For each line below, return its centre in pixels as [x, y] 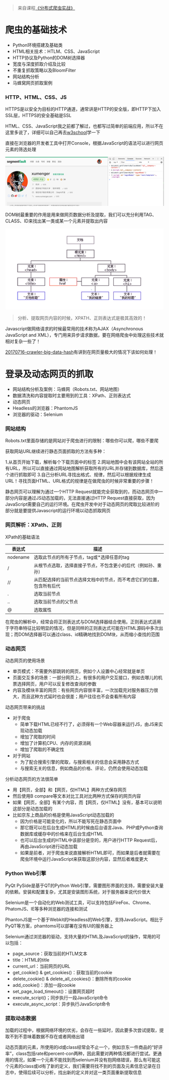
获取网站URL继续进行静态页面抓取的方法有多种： [56, 451]
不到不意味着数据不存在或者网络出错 [47, 1036]
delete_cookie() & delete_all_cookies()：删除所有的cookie [72, 979]
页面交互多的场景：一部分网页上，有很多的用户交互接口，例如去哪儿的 [85, 678]
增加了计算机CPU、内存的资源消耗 [56, 743]
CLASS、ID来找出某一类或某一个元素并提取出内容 [57, 221]
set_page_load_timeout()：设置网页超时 [53, 991]
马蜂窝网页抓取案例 [32, 83]
